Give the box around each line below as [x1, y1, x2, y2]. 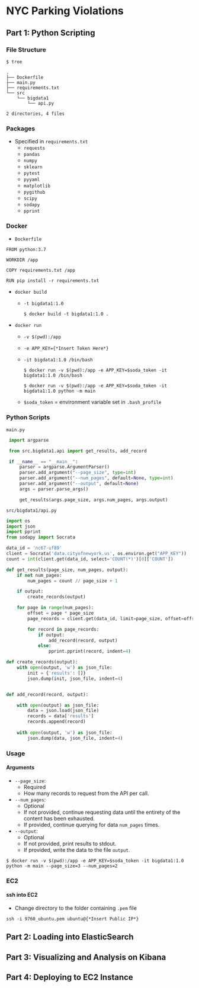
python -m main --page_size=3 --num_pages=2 [6, 863, 118, 869]
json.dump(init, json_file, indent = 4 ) [27, 675, 123, 682]
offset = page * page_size [27, 610, 94, 617]
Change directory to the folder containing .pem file [14, 904, 137, 912]
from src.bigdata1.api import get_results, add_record [8, 448, 147, 454]
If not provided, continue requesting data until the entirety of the [23, 809, 181, 816]
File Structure [6, 46, 46, 54]
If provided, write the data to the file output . [23, 846, 130, 854]
